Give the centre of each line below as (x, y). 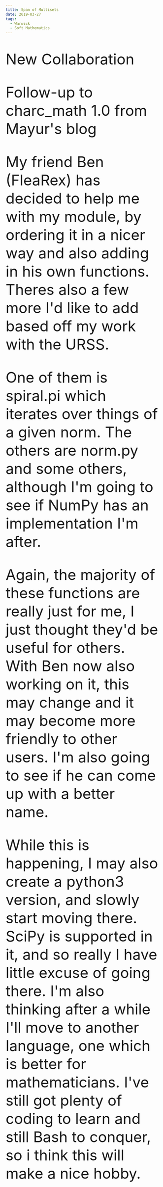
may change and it (70, 703)
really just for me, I (70, 611)
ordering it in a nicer (76, 235)
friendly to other (62, 739)
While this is (48, 845)
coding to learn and (73, 1119)
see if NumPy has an (77, 505)
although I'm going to (80, 487)
